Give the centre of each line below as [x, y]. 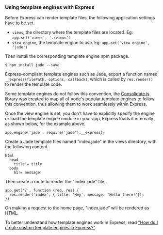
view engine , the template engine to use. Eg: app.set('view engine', [81, 43]
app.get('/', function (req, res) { [42, 190]
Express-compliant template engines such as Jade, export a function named [81, 74]
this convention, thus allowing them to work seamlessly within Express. [76, 104]
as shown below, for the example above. [45, 124]
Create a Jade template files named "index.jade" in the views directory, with [81, 141]
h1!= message [27, 173]
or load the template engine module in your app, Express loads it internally [79, 119]
